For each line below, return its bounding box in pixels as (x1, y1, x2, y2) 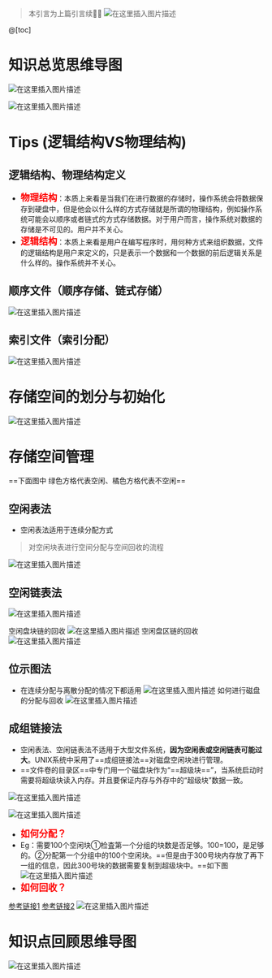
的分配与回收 (19, 695, 63, 705)
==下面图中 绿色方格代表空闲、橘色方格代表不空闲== (8, 476, 186, 486)
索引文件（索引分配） (8, 333, 115, 347)
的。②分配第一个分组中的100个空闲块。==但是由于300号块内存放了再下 (19, 850, 265, 860)
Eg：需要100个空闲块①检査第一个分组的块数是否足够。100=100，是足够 (19, 840, 265, 850)
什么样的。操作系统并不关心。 (19, 257, 120, 267)
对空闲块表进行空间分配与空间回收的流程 (28, 543, 164, 552)
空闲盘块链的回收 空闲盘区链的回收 (8, 626, 199, 636)
